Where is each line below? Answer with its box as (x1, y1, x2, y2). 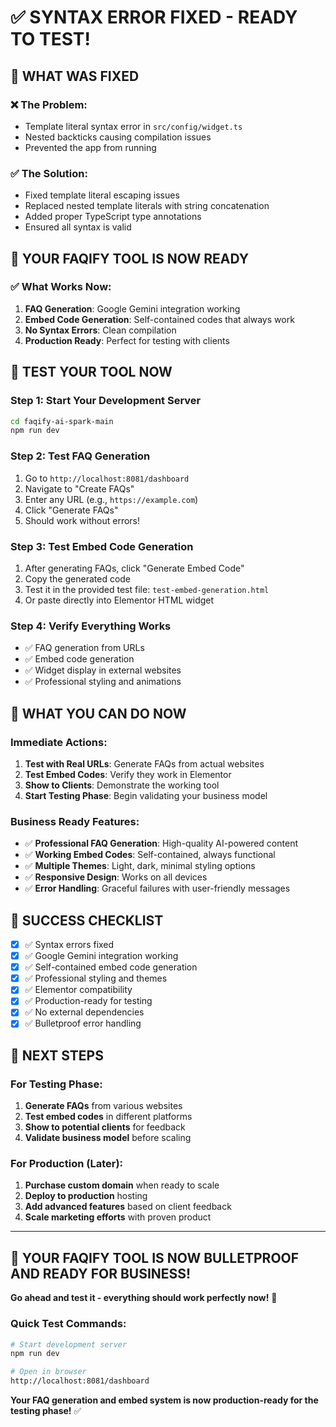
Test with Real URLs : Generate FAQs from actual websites (24, 757, 265, 770)
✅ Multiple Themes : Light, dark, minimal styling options (24, 860, 256, 872)
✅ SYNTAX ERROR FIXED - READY (10, 6, 298, 29)
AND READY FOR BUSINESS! (10, 1265, 192, 1282)
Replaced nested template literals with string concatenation (24, 200, 270, 212)
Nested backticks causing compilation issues (24, 131, 212, 143)
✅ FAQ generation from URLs (24, 642, 145, 654)
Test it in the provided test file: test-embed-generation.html (24, 583, 270, 595)
